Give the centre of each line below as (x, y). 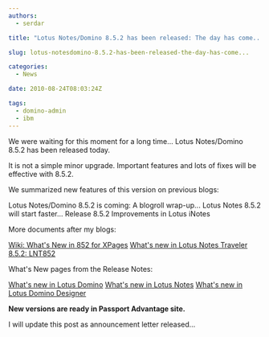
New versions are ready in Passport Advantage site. (97, 308)
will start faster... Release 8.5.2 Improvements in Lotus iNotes (109, 213)
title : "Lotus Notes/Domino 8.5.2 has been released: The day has (122, 38)
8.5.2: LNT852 (32, 253)
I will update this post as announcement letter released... (102, 324)
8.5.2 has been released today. (59, 150)
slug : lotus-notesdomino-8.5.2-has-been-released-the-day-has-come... (129, 52)
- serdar (30, 23)
